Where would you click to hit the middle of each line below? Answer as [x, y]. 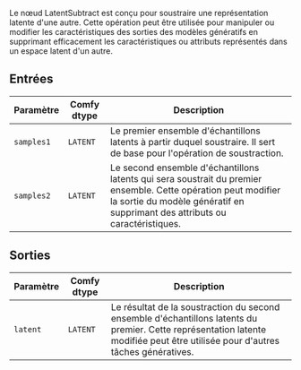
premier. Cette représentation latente [189, 329]
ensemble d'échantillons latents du [184, 318]
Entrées [31, 79]
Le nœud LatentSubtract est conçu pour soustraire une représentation [139, 13]
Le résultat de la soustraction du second [195, 306]
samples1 [32, 142]
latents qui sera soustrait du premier [186, 178]
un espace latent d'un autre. [61, 51]
